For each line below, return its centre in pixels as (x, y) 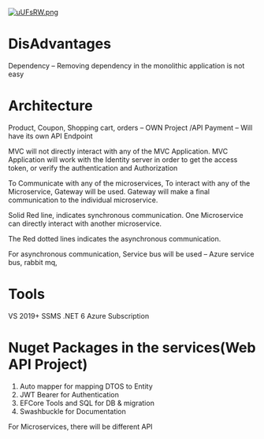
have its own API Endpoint (50, 136)
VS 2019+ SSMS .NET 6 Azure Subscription (79, 315)
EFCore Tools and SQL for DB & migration (87, 403)
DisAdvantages (60, 44)
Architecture (50, 106)
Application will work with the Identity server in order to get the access (123, 159)
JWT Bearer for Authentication (69, 394)
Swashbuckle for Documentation (73, 411)
